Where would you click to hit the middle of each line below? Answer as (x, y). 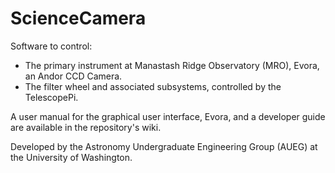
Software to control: (51, 46)
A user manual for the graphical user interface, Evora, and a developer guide (168, 116)
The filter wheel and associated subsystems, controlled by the (153, 86)
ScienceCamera (78, 18)
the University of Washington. (71, 157)
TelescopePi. (51, 97)
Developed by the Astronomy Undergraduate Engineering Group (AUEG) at (164, 146)
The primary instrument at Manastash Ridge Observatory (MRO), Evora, (172, 65)
